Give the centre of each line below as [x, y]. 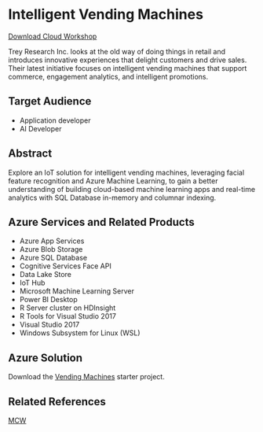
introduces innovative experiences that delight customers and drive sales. [128, 60]
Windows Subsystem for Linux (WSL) [80, 333]
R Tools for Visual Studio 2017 [68, 316]
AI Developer [40, 128]
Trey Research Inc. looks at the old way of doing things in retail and [117, 51]
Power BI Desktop [48, 300]
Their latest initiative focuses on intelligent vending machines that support [128, 68]
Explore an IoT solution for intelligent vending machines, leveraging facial [126, 172]
